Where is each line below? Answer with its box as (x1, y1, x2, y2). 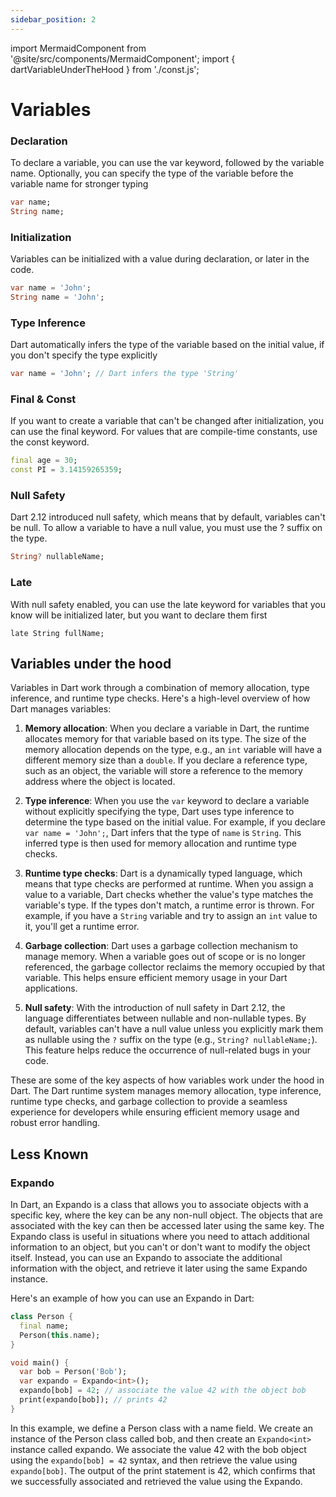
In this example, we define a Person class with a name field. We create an (10, 1422, 313, 1434)
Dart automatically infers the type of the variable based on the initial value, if (10, 339, 325, 351)
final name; (19, 1321, 70, 1331)
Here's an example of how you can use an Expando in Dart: (10, 1292, 255, 1305)
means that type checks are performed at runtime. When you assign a (24, 878, 314, 890)
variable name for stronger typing (10, 178, 149, 190)
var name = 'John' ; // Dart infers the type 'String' (10, 369, 240, 379)
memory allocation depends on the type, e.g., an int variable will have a (24, 744, 323, 756)
